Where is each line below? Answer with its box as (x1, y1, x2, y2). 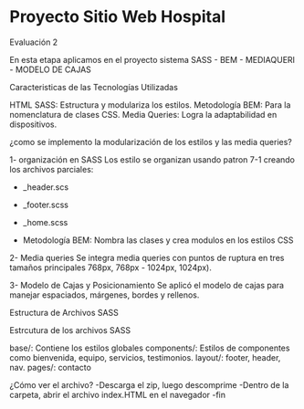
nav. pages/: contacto (9, 362, 91, 372)
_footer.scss (22, 199, 68, 210)
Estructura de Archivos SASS (9, 307, 119, 318)
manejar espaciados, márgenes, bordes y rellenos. (9, 289, 200, 300)
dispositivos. (9, 119, 58, 130)
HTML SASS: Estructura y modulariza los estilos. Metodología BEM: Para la (9, 99, 291, 110)
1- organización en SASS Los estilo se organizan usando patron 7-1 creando (9, 153, 295, 165)
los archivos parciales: (9, 163, 94, 174)
